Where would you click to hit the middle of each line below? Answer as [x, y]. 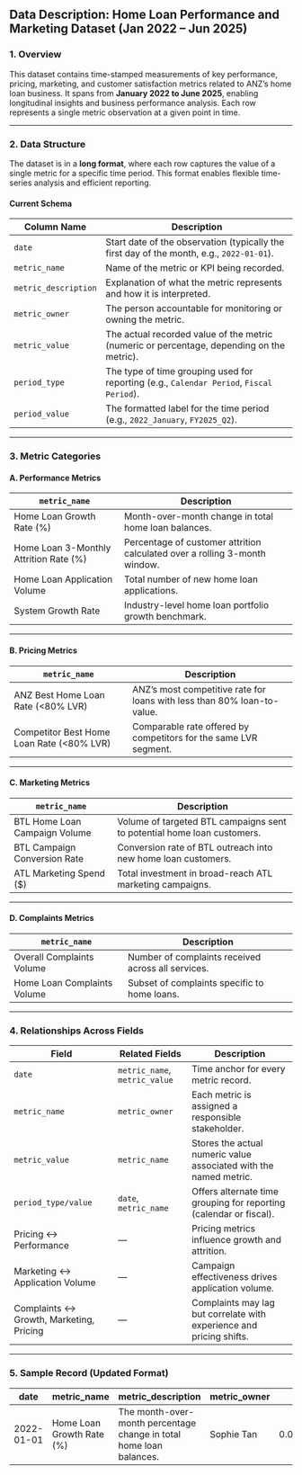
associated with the [233, 1166]
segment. [152, 748]
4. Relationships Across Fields [76, 1031]
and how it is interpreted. [158, 294]
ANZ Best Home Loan [59, 694]
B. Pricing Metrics [44, 650]
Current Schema [41, 203]
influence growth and [236, 1240]
